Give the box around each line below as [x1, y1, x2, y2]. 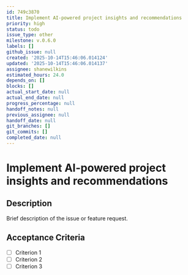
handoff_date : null [6, 117, 56, 123]
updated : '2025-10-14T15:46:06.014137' [6, 60, 108, 66]
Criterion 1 [15, 249, 42, 256]
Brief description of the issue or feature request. [6, 214, 129, 222]
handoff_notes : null [6, 106, 59, 112]
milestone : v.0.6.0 [6, 37, 56, 44]
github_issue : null [6, 49, 56, 55]
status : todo [6, 26, 40, 33]
